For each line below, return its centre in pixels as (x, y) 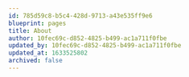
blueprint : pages (37, 23)
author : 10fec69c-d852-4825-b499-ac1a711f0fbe (88, 38)
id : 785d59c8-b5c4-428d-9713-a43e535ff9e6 (80, 16)
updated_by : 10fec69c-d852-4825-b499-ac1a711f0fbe (95, 46)
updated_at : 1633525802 (48, 53)
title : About (30, 30)
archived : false (35, 61)
